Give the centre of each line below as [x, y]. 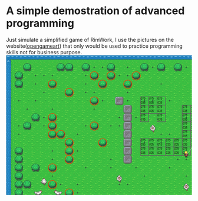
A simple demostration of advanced [95, 11]
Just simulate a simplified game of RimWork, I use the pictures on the [90, 39]
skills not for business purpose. [44, 52]
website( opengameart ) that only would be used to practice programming [94, 46]
